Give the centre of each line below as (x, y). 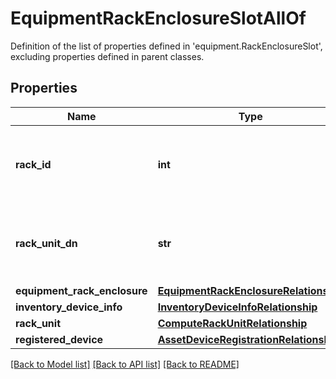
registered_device (59, 339)
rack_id (33, 164)
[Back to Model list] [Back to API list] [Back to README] (125, 364)
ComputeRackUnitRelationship (232, 323)
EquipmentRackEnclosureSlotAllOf (158, 18)
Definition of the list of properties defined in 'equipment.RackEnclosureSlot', (166, 46)
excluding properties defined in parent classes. (107, 56)
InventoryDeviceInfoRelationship (237, 307)
